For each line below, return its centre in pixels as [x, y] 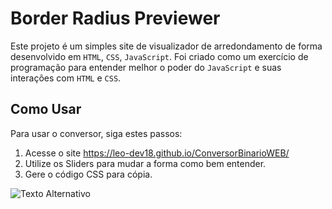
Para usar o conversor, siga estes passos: [96, 133]
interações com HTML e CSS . [66, 78]
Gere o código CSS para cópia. [88, 174]
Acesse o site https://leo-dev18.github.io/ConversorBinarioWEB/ [157, 153]
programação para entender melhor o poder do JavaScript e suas [146, 67]
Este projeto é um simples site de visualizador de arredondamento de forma [166, 46]
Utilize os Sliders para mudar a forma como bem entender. [145, 163]
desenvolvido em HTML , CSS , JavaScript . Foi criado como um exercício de [159, 56]
